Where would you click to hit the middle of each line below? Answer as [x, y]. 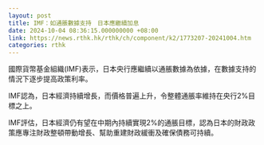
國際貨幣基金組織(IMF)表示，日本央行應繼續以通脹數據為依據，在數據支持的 [132, 69]
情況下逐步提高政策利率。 [50, 79]
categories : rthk [37, 45]
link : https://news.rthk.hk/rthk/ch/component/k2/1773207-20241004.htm [130, 38]
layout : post [30, 16]
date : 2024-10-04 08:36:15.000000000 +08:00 [83, 30]
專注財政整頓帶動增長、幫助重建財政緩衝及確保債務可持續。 [120, 133]
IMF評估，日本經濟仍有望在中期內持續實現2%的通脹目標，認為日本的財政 [128, 123]
